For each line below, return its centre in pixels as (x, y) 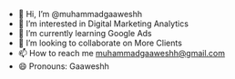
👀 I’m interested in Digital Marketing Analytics (103, 24)
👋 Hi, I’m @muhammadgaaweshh (80, 14)
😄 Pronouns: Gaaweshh (63, 66)
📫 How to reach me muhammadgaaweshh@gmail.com (122, 53)
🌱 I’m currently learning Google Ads (85, 33)
